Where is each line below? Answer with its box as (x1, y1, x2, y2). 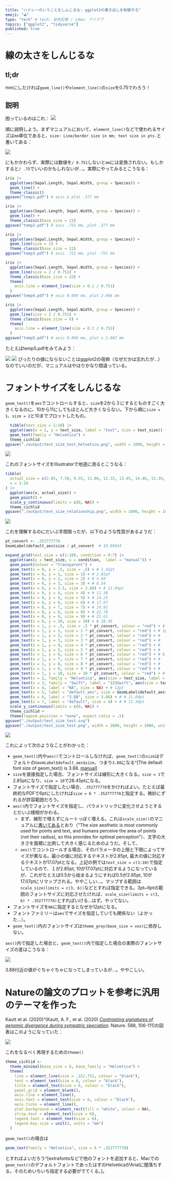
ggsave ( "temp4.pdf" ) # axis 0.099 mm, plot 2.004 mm (5, 293, 120, 298)
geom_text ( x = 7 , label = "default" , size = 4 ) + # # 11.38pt (10, 699, 145, 705)
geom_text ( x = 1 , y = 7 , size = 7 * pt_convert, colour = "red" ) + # (10, 657, 161, 662)
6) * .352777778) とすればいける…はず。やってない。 (20, 898, 131, 904)
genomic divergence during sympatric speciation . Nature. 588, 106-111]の (5, 1022, 159, 1028)
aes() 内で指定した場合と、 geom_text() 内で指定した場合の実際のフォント (5, 940, 158, 946)
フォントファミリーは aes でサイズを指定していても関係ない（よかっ (12, 910, 153, 916)
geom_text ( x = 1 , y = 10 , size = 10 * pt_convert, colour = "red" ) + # (10, 671, 165, 676)
